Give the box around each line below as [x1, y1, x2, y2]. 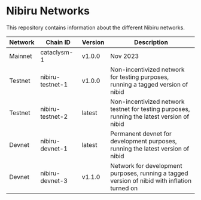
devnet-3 [40, 176, 68, 184]
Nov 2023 [110, 52, 139, 60]
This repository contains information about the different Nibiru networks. [6, 24, 185, 31]
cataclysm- [40, 48, 74, 56]
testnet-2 [40, 112, 68, 121]
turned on [110, 184, 138, 192]
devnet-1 [40, 144, 68, 153]
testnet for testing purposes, [110, 104, 190, 113]
